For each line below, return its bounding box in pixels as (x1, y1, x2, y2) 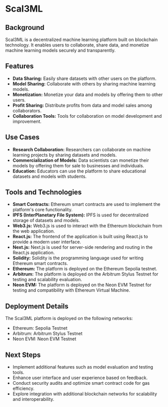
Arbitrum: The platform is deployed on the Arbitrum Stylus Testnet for (12, 271, 159, 277)
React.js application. (12, 250, 55, 256)
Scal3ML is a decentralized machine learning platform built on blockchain (5, 36, 158, 42)
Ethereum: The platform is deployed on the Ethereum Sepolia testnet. (12, 266, 157, 272)
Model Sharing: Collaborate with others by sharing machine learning (12, 80, 155, 86)
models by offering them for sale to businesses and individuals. (12, 162, 145, 168)
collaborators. (12, 107, 42, 114)
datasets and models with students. (12, 173, 87, 179)
